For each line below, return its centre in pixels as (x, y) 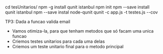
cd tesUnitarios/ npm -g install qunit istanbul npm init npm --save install (77, 7)
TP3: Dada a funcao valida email (38, 22)
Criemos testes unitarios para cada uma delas (58, 41)
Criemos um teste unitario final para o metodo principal (68, 46)
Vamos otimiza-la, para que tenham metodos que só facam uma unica (83, 31)
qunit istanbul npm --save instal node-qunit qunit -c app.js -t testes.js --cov (81, 12)
